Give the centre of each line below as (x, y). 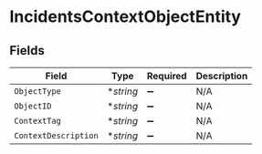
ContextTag (37, 121)
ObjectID (33, 106)
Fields (27, 51)
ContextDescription (56, 135)
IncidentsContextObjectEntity (126, 17)
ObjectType (37, 92)
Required (167, 76)
